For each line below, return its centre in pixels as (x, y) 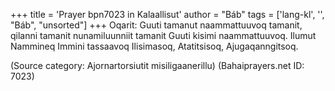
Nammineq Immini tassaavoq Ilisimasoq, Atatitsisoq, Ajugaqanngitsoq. (154, 46)
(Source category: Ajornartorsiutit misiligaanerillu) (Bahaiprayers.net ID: (157, 65)
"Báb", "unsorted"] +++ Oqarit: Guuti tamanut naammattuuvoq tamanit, (156, 25)
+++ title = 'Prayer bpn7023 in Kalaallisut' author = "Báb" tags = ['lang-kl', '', (167, 14)
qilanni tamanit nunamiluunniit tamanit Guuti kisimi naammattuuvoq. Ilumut (163, 35)
